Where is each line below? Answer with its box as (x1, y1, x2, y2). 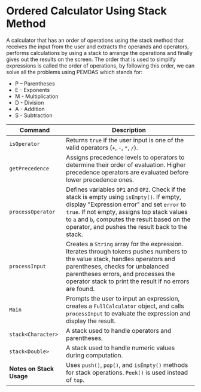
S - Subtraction (14, 112, 53, 119)
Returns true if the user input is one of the (65, 136, 184, 144)
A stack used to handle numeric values (65, 344, 175, 352)
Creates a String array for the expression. (65, 240, 184, 248)
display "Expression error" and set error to (65, 200, 187, 209)
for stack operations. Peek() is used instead (65, 368, 188, 376)
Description (111, 125, 147, 134)
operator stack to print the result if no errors (65, 277, 190, 285)
